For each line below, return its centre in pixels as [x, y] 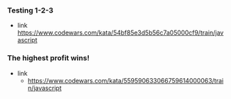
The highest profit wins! [49, 58]
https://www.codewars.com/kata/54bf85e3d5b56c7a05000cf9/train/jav [120, 33]
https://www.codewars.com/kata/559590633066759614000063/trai [126, 80]
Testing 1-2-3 [31, 10]
